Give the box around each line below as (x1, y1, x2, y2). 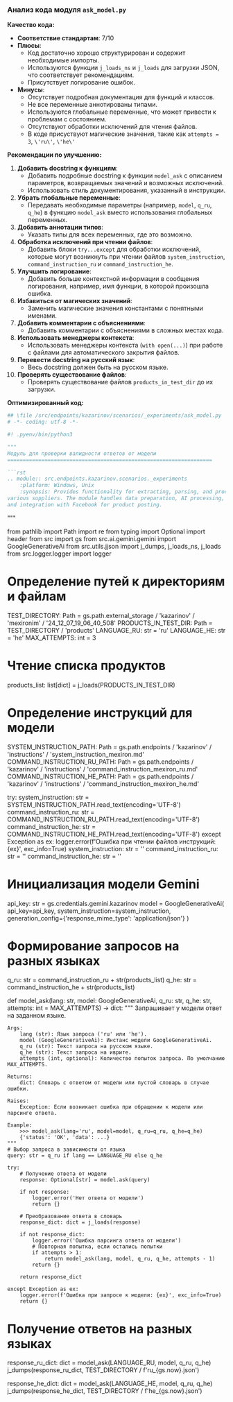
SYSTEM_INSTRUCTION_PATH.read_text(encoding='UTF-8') (7, 800, 182, 809)
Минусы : (17, 85, 45, 94)
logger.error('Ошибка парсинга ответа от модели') (32, 1237, 182, 1245)
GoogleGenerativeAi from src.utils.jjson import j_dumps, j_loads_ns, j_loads (7, 542, 221, 550)
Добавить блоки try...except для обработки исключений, (27, 245, 201, 254)
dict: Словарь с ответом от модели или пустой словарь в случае (19, 1079, 209, 1086)
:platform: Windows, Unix (19, 482, 95, 489)
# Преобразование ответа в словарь (19, 1213, 123, 1220)
